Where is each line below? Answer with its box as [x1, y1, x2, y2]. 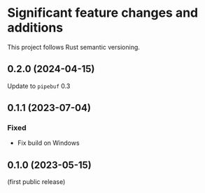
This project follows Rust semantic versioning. [7, 43, 140, 51]
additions [7, 20, 64, 36]
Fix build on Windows [17, 138, 80, 148]
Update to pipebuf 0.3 [7, 82, 71, 90]
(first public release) [7, 178, 66, 186]
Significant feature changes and [7, 5, 198, 21]
